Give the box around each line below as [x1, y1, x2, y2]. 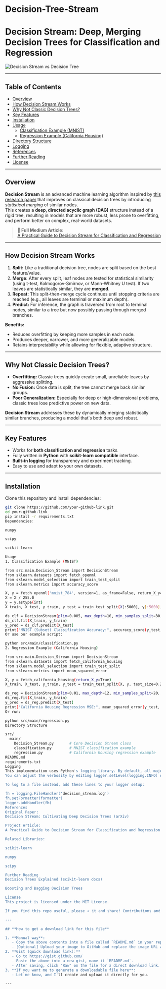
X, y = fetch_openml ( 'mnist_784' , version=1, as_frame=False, [5, 591, 136, 596]
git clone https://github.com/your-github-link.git [5, 505, 114, 510]
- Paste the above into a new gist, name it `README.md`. [11, 958, 134, 963]
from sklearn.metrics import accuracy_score [5, 582, 98, 587]
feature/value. [12, 270, 41, 276]
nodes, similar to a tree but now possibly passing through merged [12, 306, 146, 313]
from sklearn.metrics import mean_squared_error [5, 668, 107, 673]
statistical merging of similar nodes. [5, 202, 78, 208]
